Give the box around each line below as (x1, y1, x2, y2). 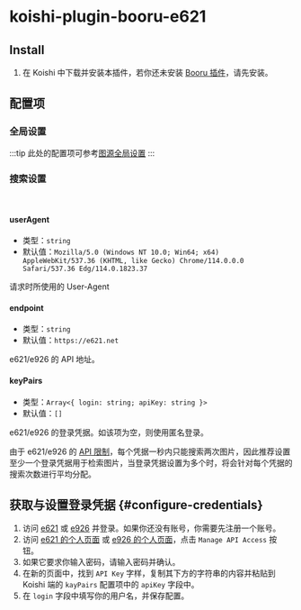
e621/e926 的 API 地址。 (9, 354, 101, 365)
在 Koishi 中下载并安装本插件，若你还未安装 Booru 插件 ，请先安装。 (22, 68, 273, 77)
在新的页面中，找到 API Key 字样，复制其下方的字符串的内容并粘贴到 (22, 568, 276, 578)
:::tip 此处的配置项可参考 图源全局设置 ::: (9, 147, 155, 159)
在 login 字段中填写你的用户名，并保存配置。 (22, 590, 190, 601)
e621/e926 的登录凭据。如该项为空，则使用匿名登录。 (9, 426, 209, 438)
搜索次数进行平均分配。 (9, 469, 96, 479)
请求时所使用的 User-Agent (9, 281, 110, 292)
